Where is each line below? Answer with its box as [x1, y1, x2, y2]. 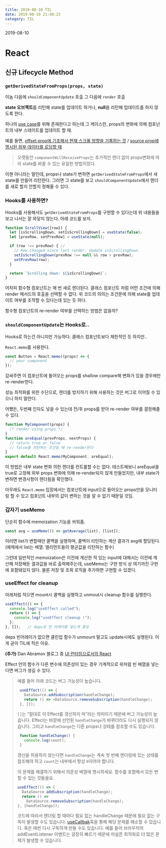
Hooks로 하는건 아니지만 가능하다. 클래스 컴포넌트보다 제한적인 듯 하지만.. [5, 333, 147, 339]
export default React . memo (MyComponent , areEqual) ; [5, 454, 114, 459]
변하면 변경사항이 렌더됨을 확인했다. [5, 476, 74, 482]
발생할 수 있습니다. [26, 838, 63, 844]
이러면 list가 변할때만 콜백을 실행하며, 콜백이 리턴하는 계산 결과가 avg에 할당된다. [5, 538, 161, 544]
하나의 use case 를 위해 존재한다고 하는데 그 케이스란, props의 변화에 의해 [5, 121, 147, 127]
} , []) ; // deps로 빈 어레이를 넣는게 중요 [5, 625, 89, 629]
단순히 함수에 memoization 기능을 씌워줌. [5, 519, 85, 525]
